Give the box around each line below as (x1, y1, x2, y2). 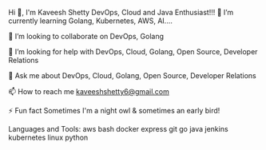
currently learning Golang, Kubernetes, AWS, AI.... (8, 16, 173, 26)
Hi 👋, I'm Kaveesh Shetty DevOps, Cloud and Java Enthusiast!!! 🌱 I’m (8, 8, 234, 17)
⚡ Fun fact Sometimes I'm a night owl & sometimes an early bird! (8, 106, 220, 115)
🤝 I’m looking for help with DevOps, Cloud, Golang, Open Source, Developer (8, 47, 258, 56)
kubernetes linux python (8, 132, 89, 142)
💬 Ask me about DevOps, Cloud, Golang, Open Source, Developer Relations (8, 71, 257, 80)
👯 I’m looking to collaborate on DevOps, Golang (8, 32, 164, 41)
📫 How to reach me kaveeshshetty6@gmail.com (8, 87, 169, 96)
